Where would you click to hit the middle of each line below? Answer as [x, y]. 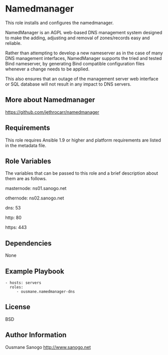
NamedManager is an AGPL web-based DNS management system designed [84, 32]
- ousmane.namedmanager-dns [46, 292]
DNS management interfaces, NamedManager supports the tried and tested [83, 58]
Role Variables [28, 161]
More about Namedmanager [50, 100]
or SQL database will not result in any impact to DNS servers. [68, 84]
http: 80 [13, 218]
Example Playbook [35, 271]
